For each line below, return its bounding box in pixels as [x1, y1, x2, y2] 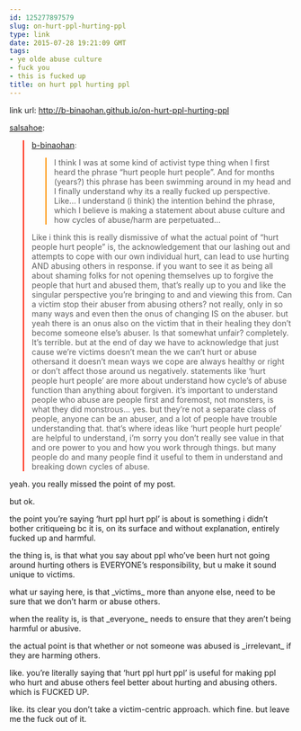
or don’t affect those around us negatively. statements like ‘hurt [31, 365, 267, 376]
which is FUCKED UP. [9, 686, 90, 697]
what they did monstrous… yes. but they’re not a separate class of [31, 404, 277, 415]
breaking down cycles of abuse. [31, 460, 150, 472]
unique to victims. [9, 568, 75, 580]
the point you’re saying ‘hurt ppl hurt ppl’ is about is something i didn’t [9, 513, 269, 524]
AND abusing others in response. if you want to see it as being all [31, 260, 274, 271]
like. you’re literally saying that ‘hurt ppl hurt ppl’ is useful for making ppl [9, 667, 277, 678]
